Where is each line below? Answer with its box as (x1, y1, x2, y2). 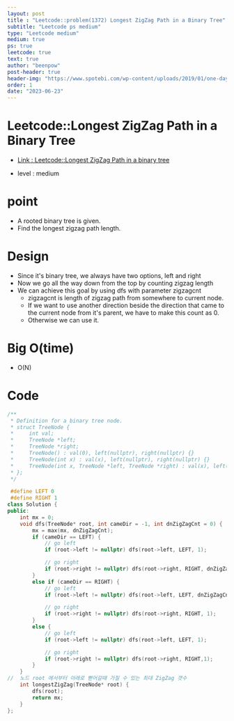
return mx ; (32, 694, 64, 701)
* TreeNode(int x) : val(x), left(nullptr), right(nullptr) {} (10, 456, 210, 463)
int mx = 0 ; (19, 513, 54, 521)
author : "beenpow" (7, 62, 61, 69)
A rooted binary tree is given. (17, 217, 101, 225)
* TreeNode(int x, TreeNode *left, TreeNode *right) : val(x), (10, 463, 210, 470)
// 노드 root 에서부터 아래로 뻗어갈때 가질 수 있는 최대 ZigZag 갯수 (7, 675, 187, 682)
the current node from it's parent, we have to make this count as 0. (27, 308, 219, 317)
